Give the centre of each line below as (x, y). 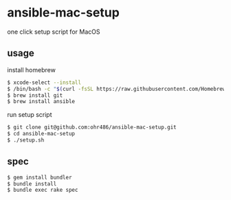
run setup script (30, 115)
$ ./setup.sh (26, 140)
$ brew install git (35, 95)
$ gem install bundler (40, 177)
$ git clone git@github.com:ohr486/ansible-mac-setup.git (92, 127)
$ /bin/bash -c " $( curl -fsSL (51, 89)
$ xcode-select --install (44, 82)
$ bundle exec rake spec (43, 190)
